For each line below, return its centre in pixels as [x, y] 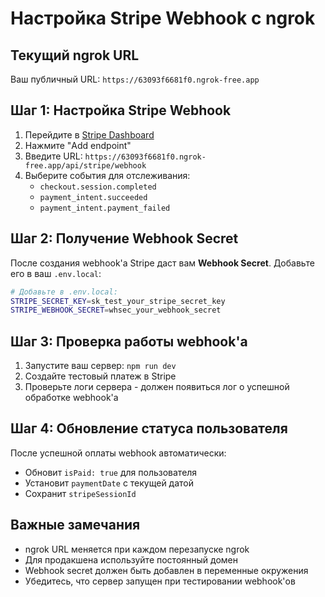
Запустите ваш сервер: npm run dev [100, 366]
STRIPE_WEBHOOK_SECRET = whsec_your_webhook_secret [116, 310]
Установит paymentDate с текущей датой [109, 483]
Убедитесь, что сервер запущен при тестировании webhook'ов [160, 581]
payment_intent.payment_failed [105, 208]
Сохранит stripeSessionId [80, 493]
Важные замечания [75, 525]
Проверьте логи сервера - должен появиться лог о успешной [157, 387]
